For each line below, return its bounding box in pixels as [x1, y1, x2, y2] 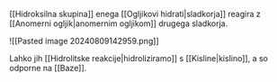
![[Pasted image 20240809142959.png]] [9, 36, 159, 46]
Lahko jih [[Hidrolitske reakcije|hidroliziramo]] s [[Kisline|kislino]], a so [9, 53, 268, 63]
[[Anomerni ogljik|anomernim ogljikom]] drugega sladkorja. [9, 18, 228, 29]
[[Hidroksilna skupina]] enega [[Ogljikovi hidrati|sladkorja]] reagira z [9, 9, 261, 19]
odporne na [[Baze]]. [9, 63, 87, 73]
